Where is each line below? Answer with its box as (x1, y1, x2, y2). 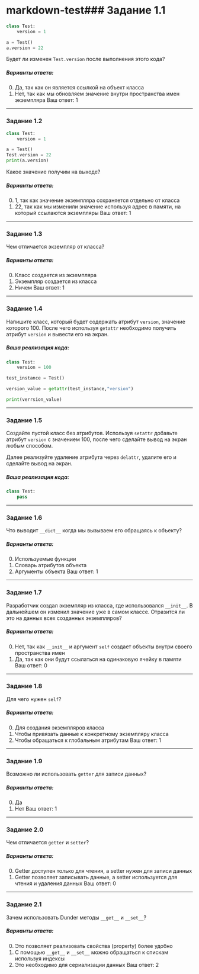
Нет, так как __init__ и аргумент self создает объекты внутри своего (14, 643, 192, 650)
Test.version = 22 (6, 152, 52, 158)
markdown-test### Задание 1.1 (6, 4, 166, 17)
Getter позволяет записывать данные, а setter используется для (14, 874, 178, 881)
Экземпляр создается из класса (14, 278, 97, 285)
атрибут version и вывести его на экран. (6, 330, 109, 337)
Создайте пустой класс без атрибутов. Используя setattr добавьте (6, 430, 178, 437)
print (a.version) (6, 157, 49, 163)
